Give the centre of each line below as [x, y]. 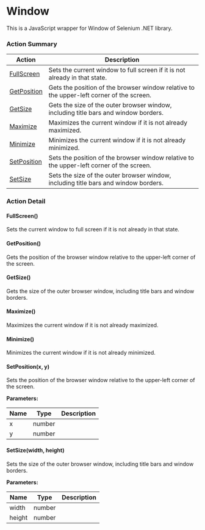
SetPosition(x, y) [28, 366]
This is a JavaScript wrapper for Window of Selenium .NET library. [89, 28]
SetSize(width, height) [35, 450]
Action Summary [32, 44]
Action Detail [26, 201]
